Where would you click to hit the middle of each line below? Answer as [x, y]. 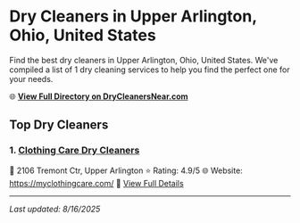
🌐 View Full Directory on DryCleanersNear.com [99, 96]
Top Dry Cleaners [59, 125]
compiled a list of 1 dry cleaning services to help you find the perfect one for [150, 70]
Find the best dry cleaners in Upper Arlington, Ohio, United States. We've [144, 60]
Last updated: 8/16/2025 [55, 209]
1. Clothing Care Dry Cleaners [75, 151]
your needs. [31, 78]
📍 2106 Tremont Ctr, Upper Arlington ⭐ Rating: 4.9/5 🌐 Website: [126, 170]
